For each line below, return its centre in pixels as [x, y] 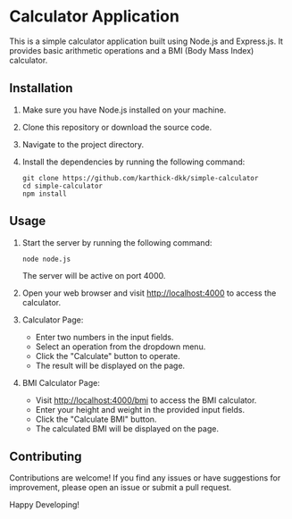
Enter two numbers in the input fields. [104, 337]
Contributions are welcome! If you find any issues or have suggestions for [145, 478]
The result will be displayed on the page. [110, 365]
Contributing [46, 456]
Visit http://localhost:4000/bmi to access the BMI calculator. [146, 400]
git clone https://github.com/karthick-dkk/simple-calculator [140, 178]
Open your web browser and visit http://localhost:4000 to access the [149, 293]
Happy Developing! [45, 505]
